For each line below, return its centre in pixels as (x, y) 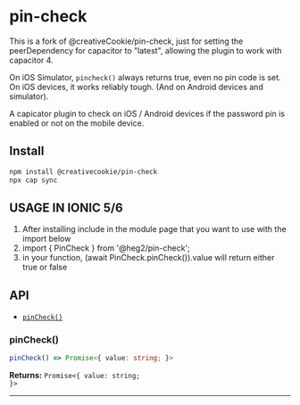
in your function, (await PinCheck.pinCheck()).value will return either (148, 258)
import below (46, 239)
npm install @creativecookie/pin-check (83, 171)
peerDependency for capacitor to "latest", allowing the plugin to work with (146, 50)
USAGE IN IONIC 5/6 (66, 207)
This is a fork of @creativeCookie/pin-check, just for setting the (126, 41)
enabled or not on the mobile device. (77, 123)
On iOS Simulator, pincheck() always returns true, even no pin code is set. (145, 77)
